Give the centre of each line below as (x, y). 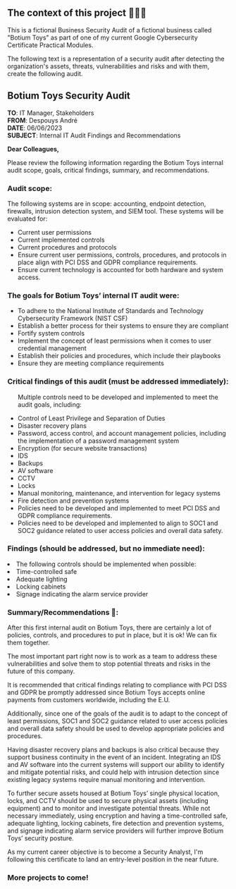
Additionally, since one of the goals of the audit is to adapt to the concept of (118, 713)
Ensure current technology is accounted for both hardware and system (120, 269)
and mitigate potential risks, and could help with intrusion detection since (113, 772)
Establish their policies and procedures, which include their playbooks (119, 356)
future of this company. (41, 671)
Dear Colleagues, (33, 149)
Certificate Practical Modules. (50, 45)
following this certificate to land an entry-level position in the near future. (113, 859)
